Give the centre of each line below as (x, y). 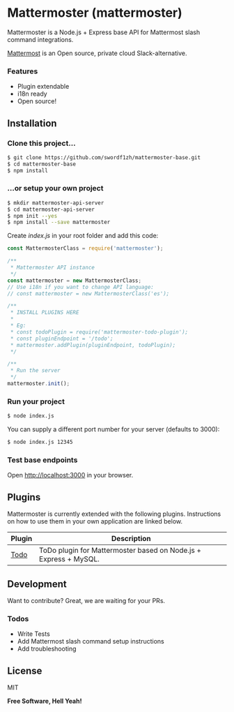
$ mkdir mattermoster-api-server (56, 203)
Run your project (36, 401)
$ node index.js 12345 (40, 442)
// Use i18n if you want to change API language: (81, 287)
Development (37, 584)
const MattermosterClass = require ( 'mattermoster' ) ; (85, 249)
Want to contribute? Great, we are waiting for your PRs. (86, 600)
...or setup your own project (55, 188)
